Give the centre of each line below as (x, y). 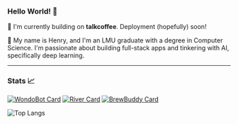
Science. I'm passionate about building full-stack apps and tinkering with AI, (118, 48)
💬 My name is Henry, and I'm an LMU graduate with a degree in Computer (115, 40)
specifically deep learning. (46, 55)
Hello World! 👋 (33, 11)
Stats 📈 (21, 81)
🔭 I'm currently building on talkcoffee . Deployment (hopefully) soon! (107, 27)
